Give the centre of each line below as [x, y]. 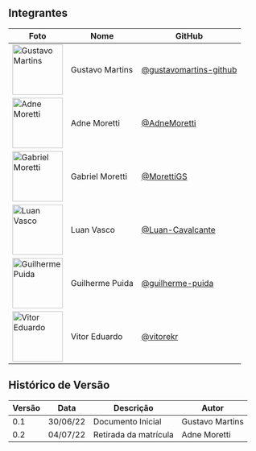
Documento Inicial [127, 421]
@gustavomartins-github [189, 69]
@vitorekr [160, 336]
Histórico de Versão [59, 385]
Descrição [134, 408]
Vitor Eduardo [97, 336]
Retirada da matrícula [134, 434]
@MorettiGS [164, 176]
